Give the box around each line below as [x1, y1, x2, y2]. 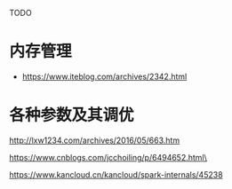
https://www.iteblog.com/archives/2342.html [21, 71, 188, 82]
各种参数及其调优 [9, 106, 135, 125]
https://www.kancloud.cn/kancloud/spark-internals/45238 [9, 169, 224, 180]
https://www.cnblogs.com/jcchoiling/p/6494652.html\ [9, 152, 207, 162]
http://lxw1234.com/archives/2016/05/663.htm [9, 135, 180, 146]
